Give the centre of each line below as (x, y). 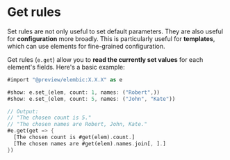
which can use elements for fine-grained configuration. (86, 46)
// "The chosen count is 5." (49, 118)
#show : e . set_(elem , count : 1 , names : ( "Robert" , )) (83, 92)
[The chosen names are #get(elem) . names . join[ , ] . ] (90, 143)
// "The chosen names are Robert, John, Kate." (77, 125)
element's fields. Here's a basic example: (66, 67)
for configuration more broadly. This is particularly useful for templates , (111, 38)
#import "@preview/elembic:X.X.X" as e (65, 80)
